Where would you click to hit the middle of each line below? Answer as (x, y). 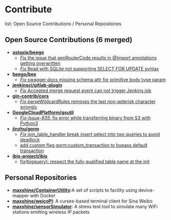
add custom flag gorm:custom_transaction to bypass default (84, 145)
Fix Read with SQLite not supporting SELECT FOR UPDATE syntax (89, 68)
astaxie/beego (28, 52)
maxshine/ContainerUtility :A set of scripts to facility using (74, 190)
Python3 (29, 123)
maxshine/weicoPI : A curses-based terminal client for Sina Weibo (82, 201)
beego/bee (24, 74)
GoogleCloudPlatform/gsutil (43, 112)
